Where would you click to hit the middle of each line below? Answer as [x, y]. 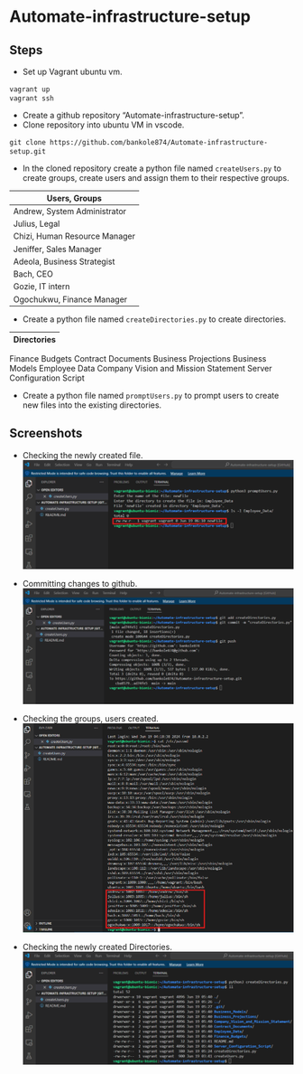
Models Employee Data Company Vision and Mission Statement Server [141, 368]
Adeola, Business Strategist [64, 261]
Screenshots [46, 433]
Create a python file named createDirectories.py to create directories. [154, 319]
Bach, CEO [33, 274]
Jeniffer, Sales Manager [57, 249]
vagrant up [30, 89]
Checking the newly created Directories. [97, 947]
